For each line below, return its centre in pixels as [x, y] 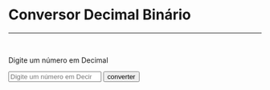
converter [121, 77]
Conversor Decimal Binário [100, 15]
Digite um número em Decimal [58, 60]
